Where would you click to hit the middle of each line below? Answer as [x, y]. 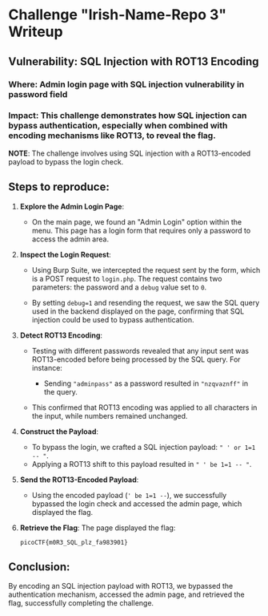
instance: [47, 367]
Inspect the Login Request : [66, 254]
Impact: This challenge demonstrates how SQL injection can [128, 115]
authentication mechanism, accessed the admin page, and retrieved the [127, 594]
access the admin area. [70, 239]
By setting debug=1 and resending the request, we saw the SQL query [146, 302]
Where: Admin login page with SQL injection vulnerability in [126, 84]
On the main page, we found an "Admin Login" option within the [137, 221]
